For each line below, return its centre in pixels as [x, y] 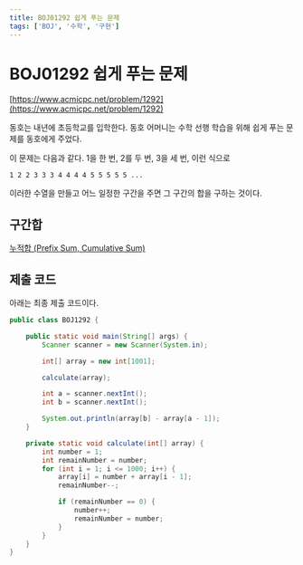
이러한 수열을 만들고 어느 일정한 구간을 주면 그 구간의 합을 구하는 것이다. [136, 193]
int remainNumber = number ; [95, 460]
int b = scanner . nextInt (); [95, 402]
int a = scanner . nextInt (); [95, 394]
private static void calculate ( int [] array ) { [115, 443]
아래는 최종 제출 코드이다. [54, 303]
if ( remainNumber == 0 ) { [106, 502]
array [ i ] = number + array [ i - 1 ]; [125, 477]
